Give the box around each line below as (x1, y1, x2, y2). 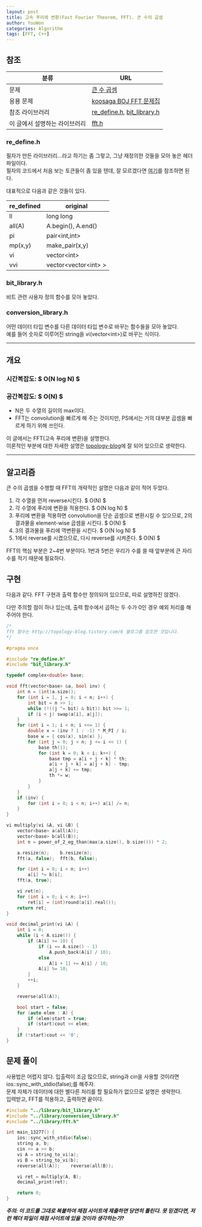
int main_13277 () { (6, 1129, 55, 1135)
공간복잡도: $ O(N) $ (6, 392, 64, 401)
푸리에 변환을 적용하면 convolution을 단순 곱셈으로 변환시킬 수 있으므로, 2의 (14, 512, 193, 519)
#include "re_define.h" (6, 656, 66, 662)
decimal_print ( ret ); (17, 1179, 68, 1185)
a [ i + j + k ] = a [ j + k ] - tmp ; (49, 761, 130, 768)
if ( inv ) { (17, 795, 44, 801)
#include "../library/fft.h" (6, 1118, 79, 1124)
